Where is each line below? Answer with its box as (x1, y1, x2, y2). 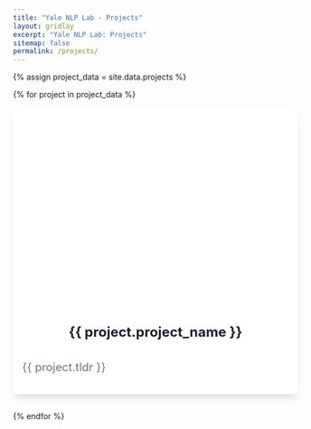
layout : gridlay (13, 22, 74, 31)
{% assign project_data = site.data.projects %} (13, 71, 187, 82)
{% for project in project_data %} (13, 89, 137, 100)
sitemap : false (13, 38, 71, 48)
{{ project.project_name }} (68, 323, 243, 341)
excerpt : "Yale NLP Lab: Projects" (13, 30, 147, 39)
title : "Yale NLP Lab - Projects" (13, 13, 144, 23)
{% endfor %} (13, 411, 65, 422)
